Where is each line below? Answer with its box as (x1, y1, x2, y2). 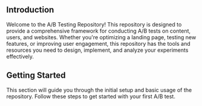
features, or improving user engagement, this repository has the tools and (6, 40, 191, 47)
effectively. (6, 52, 35, 60)
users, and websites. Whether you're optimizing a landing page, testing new (6, 33, 197, 41)
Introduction (6, 5, 55, 15)
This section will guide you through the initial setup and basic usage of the (6, 86, 192, 93)
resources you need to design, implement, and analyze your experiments (6, 46, 189, 54)
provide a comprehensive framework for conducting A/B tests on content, (6, 27, 191, 34)
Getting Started (6, 70, 66, 81)
